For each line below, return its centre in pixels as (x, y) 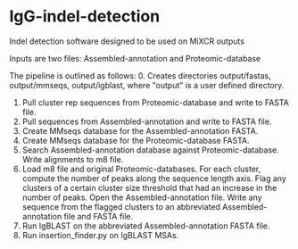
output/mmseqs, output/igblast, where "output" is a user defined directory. (147, 85)
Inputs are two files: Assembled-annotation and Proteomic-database (135, 58)
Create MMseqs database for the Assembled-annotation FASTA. (140, 130)
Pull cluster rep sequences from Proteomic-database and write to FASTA (156, 102)
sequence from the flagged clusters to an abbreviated (121, 206)
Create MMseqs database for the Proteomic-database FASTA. (136, 140)
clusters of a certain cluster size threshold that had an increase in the (149, 187)
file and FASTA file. (99, 216)
